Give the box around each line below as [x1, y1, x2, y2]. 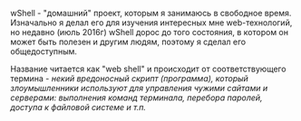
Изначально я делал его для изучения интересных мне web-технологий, [10, 17, 293, 28]
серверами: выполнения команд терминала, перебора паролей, [10, 92, 263, 103]
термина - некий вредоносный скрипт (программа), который [10, 73, 248, 84]
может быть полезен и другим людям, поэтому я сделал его [10, 36, 247, 47]
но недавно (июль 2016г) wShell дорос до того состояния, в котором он [10, 27, 289, 37]
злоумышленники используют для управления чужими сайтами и [10, 83, 268, 93]
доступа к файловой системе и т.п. [10, 102, 146, 112]
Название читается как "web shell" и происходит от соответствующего [10, 63, 286, 74]
